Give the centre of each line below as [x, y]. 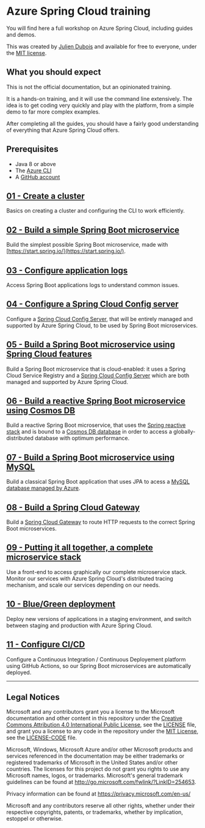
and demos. [21, 34]
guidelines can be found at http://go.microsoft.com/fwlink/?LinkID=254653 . [101, 782]
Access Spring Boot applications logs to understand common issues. [93, 285]
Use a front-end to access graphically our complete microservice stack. [97, 572]
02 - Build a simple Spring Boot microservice [93, 230]
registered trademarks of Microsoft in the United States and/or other [92, 763]
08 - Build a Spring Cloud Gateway [73, 507]
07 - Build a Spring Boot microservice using [91, 457]
